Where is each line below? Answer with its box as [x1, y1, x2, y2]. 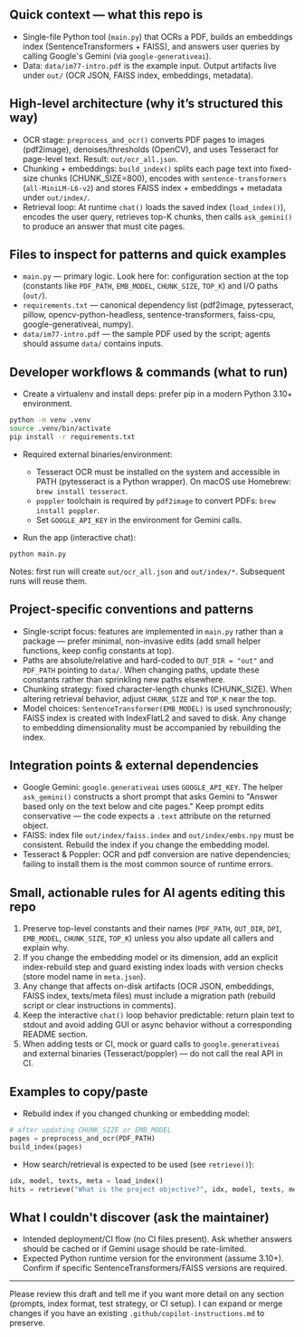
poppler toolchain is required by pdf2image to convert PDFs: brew [35, 495, 276, 506]
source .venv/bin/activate [9, 425, 111, 434]
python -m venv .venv [9, 415, 91, 425]
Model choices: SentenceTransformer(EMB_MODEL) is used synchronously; [22, 702, 292, 713]
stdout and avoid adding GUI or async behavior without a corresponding [22, 1019, 292, 1030]
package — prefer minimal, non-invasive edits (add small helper [22, 635, 261, 646]
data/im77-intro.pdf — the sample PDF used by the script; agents [22, 329, 271, 339]
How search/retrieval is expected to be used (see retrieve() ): [22, 1159, 255, 1170]
